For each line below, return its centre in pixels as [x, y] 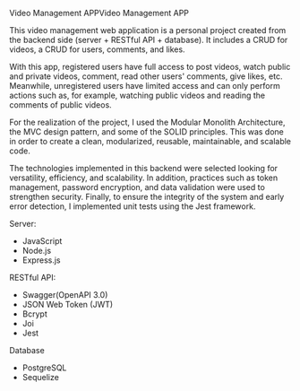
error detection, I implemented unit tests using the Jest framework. [133, 206]
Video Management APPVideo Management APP [99, 13]
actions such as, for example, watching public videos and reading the [137, 95]
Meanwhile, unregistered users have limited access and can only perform [145, 86]
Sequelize [41, 377]
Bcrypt [34, 314]
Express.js [41, 260]
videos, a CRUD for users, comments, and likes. [97, 49]
